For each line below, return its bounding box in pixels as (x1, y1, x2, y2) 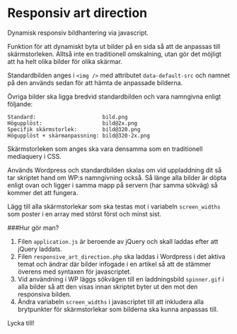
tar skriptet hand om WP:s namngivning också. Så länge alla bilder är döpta (7, 173, 227, 182)
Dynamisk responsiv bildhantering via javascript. (7, 28, 149, 37)
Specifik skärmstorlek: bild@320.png (7, 126, 141, 133)
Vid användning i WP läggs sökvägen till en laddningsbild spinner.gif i (17, 274, 224, 283)
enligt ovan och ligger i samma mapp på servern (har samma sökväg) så (7, 181, 218, 189)
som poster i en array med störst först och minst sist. (7, 209, 161, 218)
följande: (7, 99, 33, 108)
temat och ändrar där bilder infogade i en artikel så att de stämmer (17, 260, 212, 268)
